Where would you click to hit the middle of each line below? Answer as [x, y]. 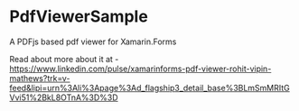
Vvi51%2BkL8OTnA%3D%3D [64, 97]
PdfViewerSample [79, 17]
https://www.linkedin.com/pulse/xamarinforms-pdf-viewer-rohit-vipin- [140, 69]
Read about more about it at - [64, 59]
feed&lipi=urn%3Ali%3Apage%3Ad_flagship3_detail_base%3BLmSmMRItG [150, 88]
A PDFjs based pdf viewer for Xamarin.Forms [93, 42]
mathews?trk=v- [40, 78]
